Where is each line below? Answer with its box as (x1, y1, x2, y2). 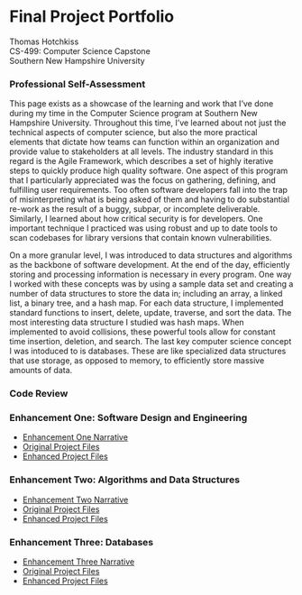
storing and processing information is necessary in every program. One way (9, 269, 292, 280)
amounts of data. (9, 365, 73, 376)
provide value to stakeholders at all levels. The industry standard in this (9, 146, 274, 157)
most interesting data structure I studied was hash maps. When (9, 317, 245, 328)
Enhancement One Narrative (22, 432, 129, 443)
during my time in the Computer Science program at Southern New (9, 108, 259, 119)
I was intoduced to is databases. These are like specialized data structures (9, 345, 287, 357)
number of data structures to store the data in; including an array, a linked (9, 288, 283, 299)
